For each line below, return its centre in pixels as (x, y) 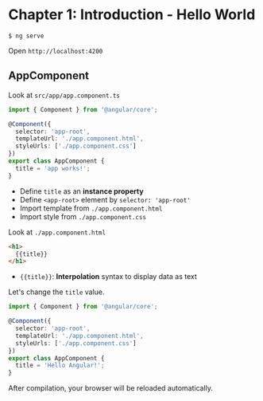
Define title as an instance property (82, 191)
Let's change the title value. (56, 292)
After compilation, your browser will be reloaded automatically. (110, 388)
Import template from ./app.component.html (91, 208)
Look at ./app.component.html (57, 232)
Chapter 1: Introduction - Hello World (132, 15)
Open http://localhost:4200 (56, 50)
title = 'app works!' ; (53, 168)
